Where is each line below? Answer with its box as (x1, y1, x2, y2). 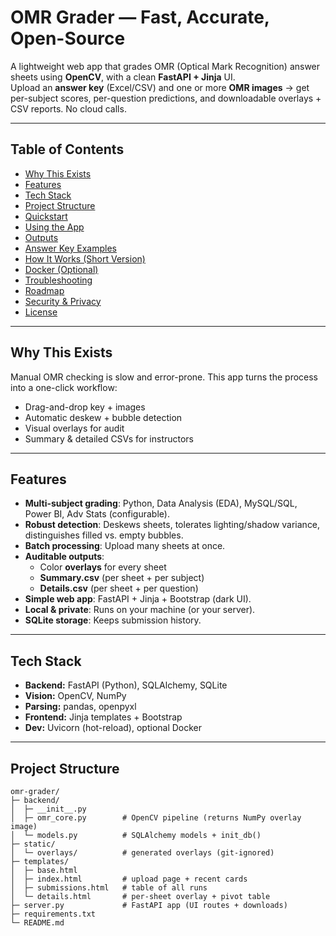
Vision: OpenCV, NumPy (24, 690, 127, 702)
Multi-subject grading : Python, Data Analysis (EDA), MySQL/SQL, (24, 497, 298, 510)
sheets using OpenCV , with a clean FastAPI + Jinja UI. (10, 71, 236, 83)
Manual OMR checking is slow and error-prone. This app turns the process (10, 371, 319, 383)
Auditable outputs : (24, 551, 105, 563)
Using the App (24, 221, 85, 233)
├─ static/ (10, 839, 56, 849)
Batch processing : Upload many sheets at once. (24, 540, 226, 552)
